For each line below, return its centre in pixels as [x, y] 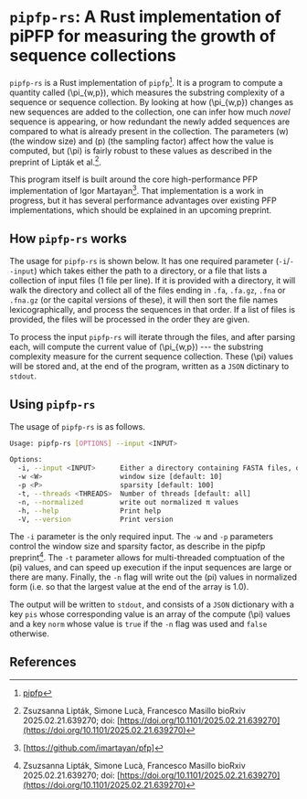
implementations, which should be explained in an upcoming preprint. [141, 210]
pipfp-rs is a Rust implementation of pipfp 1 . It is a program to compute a [146, 81]
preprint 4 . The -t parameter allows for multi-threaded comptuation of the [147, 557]
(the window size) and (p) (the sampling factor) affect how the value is [142, 141]
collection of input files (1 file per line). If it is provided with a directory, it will [153, 280]
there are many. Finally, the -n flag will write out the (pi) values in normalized [153, 577]
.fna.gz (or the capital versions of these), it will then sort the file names [144, 300]
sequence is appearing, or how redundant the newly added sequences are [150, 122]
